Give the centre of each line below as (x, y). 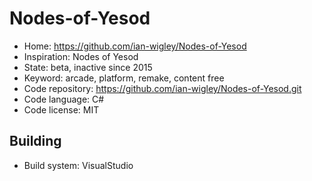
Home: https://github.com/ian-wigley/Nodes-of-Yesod (135, 46)
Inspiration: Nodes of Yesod (81, 56)
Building (35, 141)
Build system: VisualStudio (78, 165)
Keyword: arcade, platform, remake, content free (124, 78)
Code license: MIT (61, 109)
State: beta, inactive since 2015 (88, 67)
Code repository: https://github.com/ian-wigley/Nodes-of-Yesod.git (162, 88)
